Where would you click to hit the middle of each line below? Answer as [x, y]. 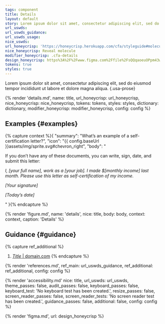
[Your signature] [22, 185]
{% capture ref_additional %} [34, 246]
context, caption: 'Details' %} [35, 219]
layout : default [22, 19]
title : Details [21, 14]
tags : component [22, 10]
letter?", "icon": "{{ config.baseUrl [65, 141]
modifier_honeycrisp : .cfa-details [41, 55]
